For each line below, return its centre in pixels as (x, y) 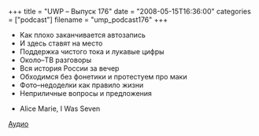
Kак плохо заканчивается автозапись (82, 35)
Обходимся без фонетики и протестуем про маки (103, 77)
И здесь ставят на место (61, 43)
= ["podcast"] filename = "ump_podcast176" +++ (88, 20)
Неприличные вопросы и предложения (85, 93)
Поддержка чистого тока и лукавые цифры (92, 51)
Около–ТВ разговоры (55, 60)
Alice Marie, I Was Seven (60, 108)
